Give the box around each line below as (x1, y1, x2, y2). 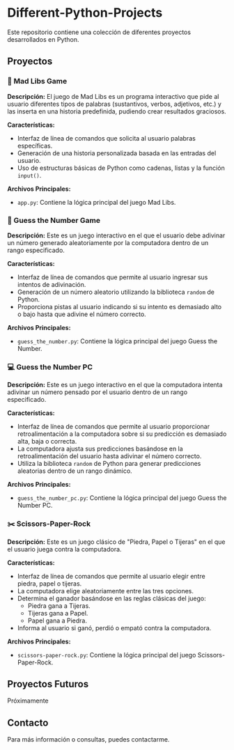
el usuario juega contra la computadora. (7, 545, 122, 553)
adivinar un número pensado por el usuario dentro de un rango (7, 388, 188, 396)
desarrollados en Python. (7, 35, 79, 43)
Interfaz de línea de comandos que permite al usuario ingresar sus (17, 273, 208, 281)
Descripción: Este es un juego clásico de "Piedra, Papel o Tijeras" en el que (7, 538, 226, 546)
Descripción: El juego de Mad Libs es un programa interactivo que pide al (7, 92, 219, 100)
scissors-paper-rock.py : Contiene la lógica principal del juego (17, 650, 196, 659)
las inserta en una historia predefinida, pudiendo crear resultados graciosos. (7, 107, 226, 116)
